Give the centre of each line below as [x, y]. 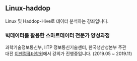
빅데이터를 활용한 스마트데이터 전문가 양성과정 [57, 35]
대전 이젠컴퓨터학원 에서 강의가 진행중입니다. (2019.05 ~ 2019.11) [69, 54]
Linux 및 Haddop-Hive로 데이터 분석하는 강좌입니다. [57, 21]
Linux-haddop [28, 8]
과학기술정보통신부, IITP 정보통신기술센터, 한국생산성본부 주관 [66, 47]
